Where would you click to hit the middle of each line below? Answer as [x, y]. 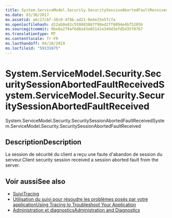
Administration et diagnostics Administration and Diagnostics [76, 210]
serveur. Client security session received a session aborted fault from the [82, 160]
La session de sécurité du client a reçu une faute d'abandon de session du [84, 154]
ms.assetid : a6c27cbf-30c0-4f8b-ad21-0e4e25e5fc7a [60, 19]
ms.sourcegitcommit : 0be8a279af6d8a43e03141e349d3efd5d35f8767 [74, 29]
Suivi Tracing [26, 194]
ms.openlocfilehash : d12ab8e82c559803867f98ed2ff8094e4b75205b [74, 24]
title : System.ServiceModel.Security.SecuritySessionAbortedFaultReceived [87, 10]
